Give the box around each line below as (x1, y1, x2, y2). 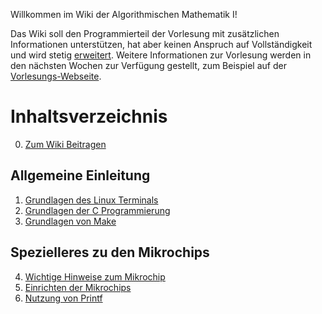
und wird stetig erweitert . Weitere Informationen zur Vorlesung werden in (10, 49, 312, 61)
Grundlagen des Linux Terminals (24, 194, 159, 206)
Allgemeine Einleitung (10, 167, 151, 184)
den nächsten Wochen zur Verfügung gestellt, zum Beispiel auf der (10, 60, 287, 71)
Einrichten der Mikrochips (24, 281, 132, 293)
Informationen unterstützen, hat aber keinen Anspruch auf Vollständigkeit (10, 39, 313, 50)
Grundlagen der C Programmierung (24, 204, 171, 216)
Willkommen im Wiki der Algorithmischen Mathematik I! (10, 9, 238, 20)
